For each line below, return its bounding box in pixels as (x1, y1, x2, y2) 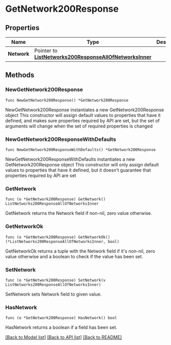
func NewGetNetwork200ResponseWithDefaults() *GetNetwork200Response (5, 147, 156, 152)
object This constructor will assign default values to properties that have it (5, 112, 161, 118)
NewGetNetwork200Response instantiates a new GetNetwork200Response (5, 107, 164, 113)
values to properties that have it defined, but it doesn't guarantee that (5, 167, 151, 173)
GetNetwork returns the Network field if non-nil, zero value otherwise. (5, 210, 152, 216)
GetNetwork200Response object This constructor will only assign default (5, 161, 159, 167)
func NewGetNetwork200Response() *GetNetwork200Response (5, 97, 129, 103)
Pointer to (34, 47, 58, 54)
